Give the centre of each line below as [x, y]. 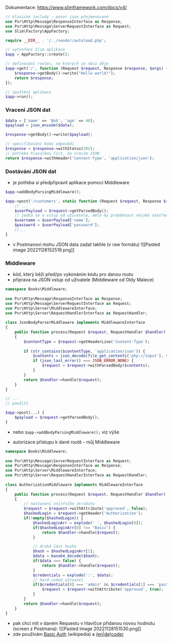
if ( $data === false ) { [57, 561]
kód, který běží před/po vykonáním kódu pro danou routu [73, 275]
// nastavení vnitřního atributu [59, 504]
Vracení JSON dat [28, 110]
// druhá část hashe [55, 547]
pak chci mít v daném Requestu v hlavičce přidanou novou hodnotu [84, 623]
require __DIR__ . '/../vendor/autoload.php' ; [56, 41]
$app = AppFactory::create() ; [38, 54]
